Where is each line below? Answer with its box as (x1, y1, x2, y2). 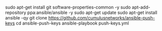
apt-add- (132, 4, 151, 10)
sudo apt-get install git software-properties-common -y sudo (5, 4, 131, 10)
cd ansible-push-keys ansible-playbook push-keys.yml (15, 20, 129, 26)
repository (5, 9, 26, 15)
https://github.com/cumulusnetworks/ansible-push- (48, 15, 156, 20)
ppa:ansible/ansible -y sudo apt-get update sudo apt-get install (27, 9, 158, 15)
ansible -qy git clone (5, 15, 47, 20)
